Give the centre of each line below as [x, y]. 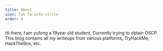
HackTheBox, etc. [23, 44]
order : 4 [14, 19]
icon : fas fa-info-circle [32, 14]
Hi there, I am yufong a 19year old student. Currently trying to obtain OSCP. [81, 33]
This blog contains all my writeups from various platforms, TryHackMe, [77, 38]
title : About [19, 10]
